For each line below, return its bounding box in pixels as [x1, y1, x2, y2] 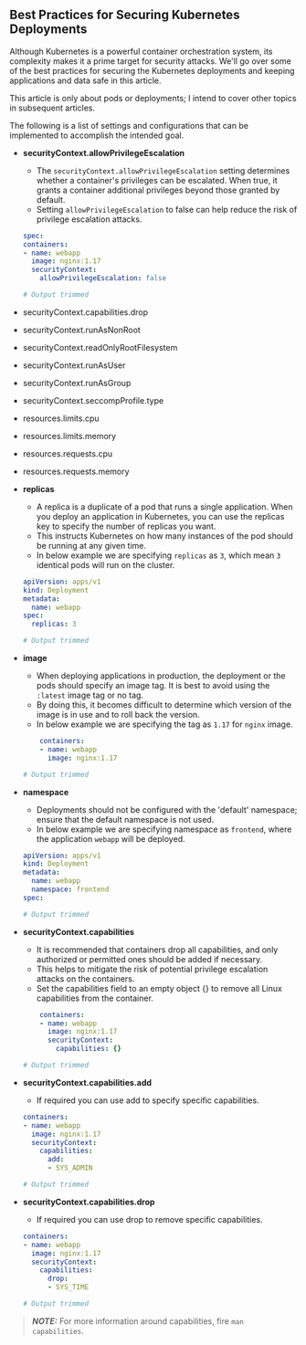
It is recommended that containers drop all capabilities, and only [36, 944, 279, 955]
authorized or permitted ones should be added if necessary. [36, 953, 263, 964]
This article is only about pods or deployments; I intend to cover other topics [9, 92, 297, 103]
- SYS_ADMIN [47, 1163, 93, 1172]
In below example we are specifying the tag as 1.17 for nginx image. [36, 719, 294, 730]
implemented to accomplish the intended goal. [9, 130, 185, 141]
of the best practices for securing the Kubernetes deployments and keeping [9, 65, 295, 76]
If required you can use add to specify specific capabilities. [36, 1095, 259, 1106]
